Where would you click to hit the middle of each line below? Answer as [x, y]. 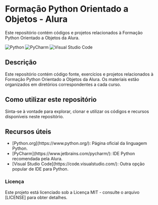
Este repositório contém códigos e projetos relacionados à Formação [74, 32]
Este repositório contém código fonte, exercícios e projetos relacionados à [79, 74]
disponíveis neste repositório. [34, 116]
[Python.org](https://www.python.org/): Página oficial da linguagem [79, 143]
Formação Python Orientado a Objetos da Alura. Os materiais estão [72, 79]
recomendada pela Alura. [37, 159]
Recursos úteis [28, 132]
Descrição [21, 62]
